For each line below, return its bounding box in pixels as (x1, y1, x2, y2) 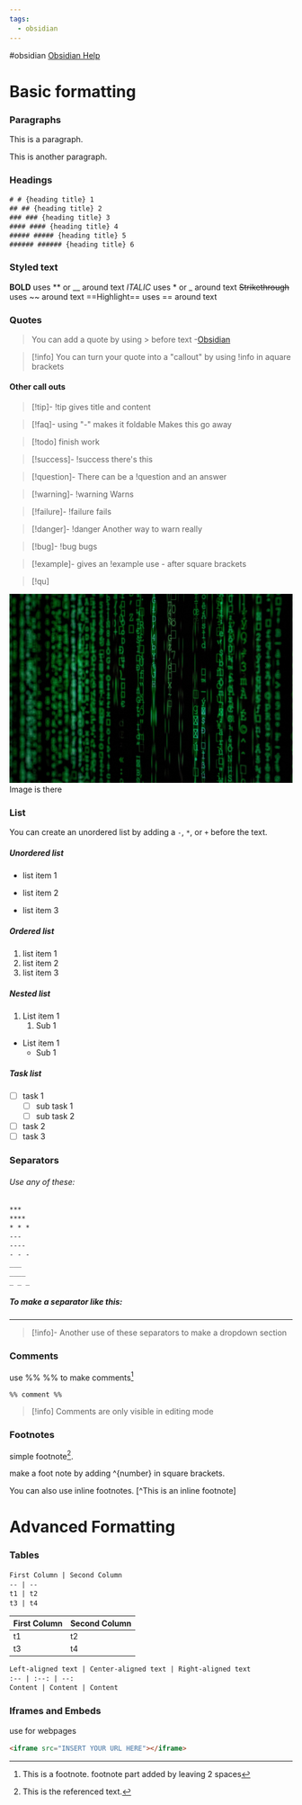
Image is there (9, 784, 63, 795)
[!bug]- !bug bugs (31, 541, 98, 552)
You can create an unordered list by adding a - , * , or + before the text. (9, 827, 268, 838)
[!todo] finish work (31, 436, 101, 447)
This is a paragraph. (9, 133, 84, 144)
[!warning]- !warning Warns (31, 489, 135, 499)
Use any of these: (9, 1176, 75, 1187)
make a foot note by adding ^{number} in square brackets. (9, 1468, 226, 1479)
